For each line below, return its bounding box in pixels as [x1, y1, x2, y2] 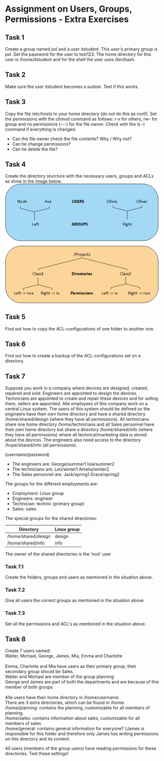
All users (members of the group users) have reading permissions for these [5, 745, 157, 751]
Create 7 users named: [5, 648, 51, 654]
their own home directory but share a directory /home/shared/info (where [5, 427, 153, 432]
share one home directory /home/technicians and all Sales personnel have [5, 421, 155, 428]
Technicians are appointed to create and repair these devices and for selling [5, 395, 158, 401]
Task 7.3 [5, 610, 25, 617]
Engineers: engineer [12, 495, 53, 501]
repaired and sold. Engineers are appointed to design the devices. [5, 391, 138, 396]
